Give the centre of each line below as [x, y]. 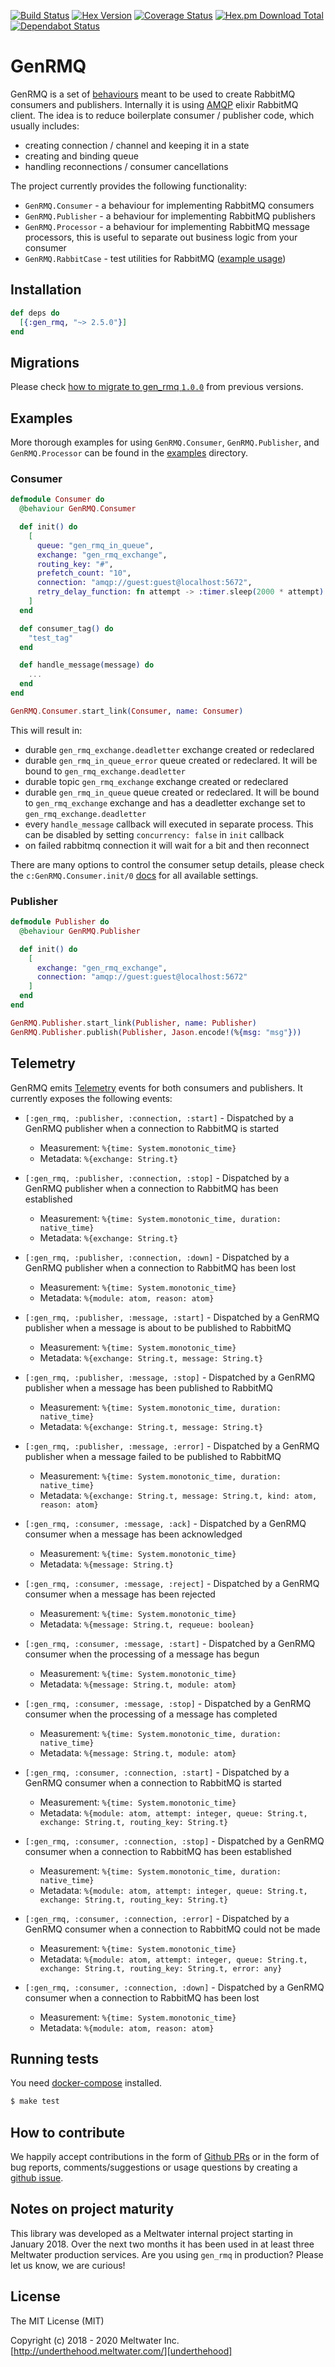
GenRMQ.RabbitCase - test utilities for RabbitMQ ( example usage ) [155, 258]
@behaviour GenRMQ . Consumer [78, 509]
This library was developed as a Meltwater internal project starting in [152, 2233]
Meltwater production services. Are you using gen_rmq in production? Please [167, 2254]
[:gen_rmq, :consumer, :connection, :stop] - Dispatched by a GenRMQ [174, 1841]
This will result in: [46, 730]
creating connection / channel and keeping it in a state [137, 145]
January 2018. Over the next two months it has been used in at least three [162, 2244]
